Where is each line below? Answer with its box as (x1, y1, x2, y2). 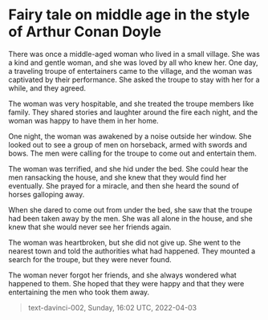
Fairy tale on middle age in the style (8, 6, 250, 24)
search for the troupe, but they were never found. (8, 254, 173, 264)
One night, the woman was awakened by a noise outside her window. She (8, 131, 252, 141)
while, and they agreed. (8, 83, 87, 93)
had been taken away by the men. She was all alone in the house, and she (8, 213, 253, 223)
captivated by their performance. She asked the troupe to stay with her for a (8, 75, 260, 84)
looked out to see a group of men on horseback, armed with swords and (8, 140, 247, 149)
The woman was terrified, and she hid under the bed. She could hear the (8, 164, 249, 173)
